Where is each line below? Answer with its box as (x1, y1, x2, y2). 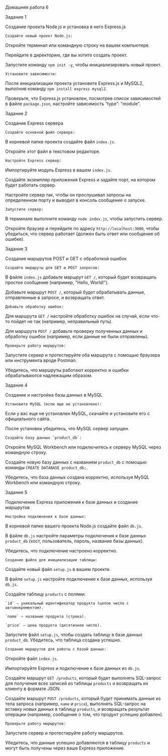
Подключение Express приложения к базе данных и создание (5, 499, 138, 505)
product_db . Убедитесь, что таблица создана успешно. (5, 637, 121, 643)
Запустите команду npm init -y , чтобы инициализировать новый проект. (5, 62, 162, 67)
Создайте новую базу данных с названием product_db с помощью (5, 459, 147, 465)
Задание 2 (5, 111, 28, 116)
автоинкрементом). (5, 605, 44, 610)
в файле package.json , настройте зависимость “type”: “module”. (5, 101, 141, 107)
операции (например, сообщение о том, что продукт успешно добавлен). (5, 711, 163, 717)
